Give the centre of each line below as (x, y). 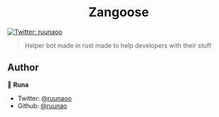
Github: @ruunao (42, 106)
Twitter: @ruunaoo (45, 98)
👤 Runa (18, 85)
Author (23, 68)
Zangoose (119, 12)
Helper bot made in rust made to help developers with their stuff (118, 45)
